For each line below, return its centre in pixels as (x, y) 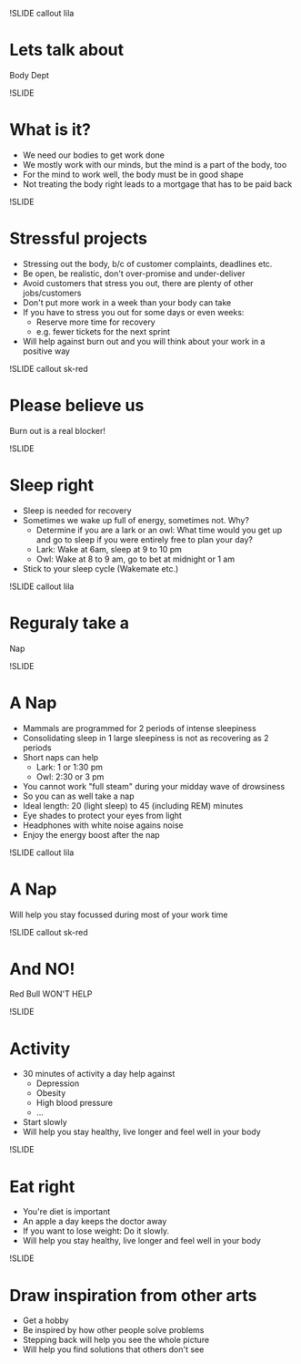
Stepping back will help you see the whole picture (116, 1340)
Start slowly (45, 1122)
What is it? (50, 130)
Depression (58, 1083)
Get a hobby (46, 1320)
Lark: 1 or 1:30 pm (69, 767)
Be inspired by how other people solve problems (113, 1330)
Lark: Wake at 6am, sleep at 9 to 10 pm (109, 549)
